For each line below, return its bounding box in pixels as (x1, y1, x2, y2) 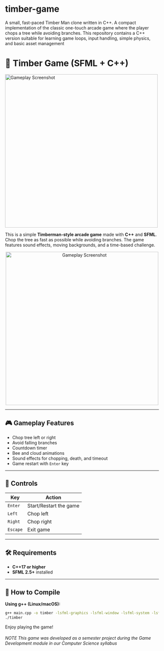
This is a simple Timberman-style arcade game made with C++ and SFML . (5, 232, 157, 237)
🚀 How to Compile (5, 588, 60, 597)
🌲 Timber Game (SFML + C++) (5, 58, 129, 69)
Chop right (27, 518, 52, 525)
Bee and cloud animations (12, 450, 65, 456)
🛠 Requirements (5, 548, 57, 557)
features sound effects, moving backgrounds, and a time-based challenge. (5, 242, 155, 248)
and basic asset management (5, 40, 64, 46)
